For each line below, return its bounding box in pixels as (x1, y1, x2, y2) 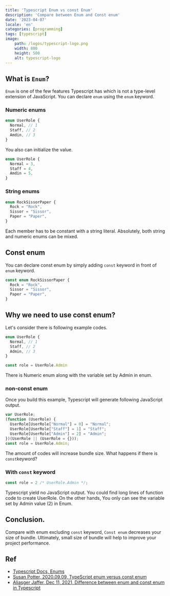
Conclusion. (5, 515, 45, 524)
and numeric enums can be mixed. (5, 233, 78, 239)
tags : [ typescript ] (5, 31, 47, 37)
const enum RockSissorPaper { (5, 277, 70, 283)
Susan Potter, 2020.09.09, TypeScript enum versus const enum (12, 574, 147, 580)
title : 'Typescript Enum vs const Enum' (5, 7, 93, 13)
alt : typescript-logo (14, 55, 60, 61)
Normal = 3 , (10, 161, 36, 166)
